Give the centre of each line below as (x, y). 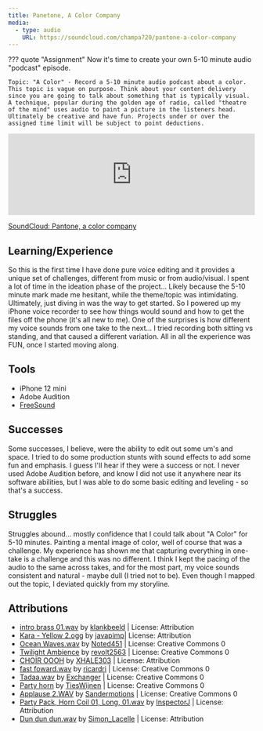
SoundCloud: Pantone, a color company (72, 226)
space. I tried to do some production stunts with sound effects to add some (130, 456)
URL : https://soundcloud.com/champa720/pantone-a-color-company (129, 37)
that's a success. (36, 490)
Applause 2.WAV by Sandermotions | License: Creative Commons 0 (128, 694)
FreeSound (37, 405)
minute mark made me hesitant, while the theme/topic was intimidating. (123, 295)
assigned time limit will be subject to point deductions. (106, 124)
